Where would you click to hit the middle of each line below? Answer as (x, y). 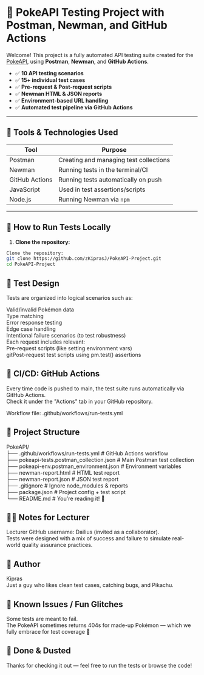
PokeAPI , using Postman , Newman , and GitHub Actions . (77, 61)
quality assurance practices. (57, 545)
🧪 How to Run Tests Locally (59, 227)
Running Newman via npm (94, 199)
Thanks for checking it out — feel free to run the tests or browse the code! (99, 665)
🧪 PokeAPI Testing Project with (86, 12)
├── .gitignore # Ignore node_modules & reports (67, 486)
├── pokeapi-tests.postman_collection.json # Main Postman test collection (100, 460)
